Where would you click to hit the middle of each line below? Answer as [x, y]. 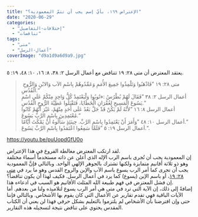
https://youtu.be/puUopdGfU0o [45, 139]
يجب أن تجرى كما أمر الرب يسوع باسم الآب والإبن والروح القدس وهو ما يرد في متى [98, 170]
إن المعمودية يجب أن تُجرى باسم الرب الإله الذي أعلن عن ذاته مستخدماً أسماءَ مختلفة [99, 157]
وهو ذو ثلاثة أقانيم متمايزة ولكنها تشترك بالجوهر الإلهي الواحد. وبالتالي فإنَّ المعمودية [98, 163]
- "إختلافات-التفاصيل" [39, 28]
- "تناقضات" [27, 34]
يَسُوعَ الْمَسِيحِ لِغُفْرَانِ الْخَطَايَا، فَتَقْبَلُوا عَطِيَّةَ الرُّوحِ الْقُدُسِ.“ [83, 103]
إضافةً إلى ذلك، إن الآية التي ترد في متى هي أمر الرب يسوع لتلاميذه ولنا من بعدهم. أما [100, 188]
